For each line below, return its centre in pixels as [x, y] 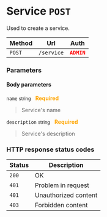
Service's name [41, 110]
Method [21, 43]
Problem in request [62, 185]
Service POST [39, 11]
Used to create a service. [38, 28]
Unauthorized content [66, 195]
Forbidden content [61, 205]
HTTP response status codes [50, 149]
